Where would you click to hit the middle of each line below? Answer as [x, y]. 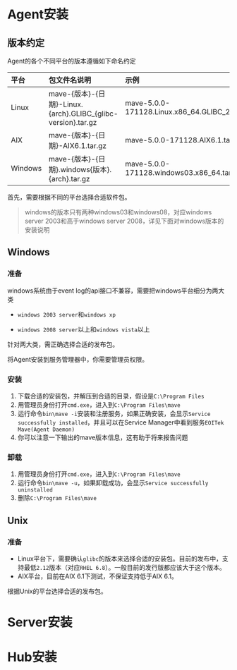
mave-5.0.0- [148, 164]
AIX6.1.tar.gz [85, 146]
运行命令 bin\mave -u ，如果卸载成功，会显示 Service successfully [113, 483]
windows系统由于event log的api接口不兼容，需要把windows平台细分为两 [113, 291]
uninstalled [35, 490]
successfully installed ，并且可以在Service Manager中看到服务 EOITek [121, 422]
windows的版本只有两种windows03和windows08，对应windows [118, 212]
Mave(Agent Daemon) [46, 430]
